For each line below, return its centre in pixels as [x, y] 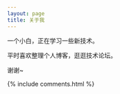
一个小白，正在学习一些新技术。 [53, 40]
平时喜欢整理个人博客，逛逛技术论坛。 [62, 55]
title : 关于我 [26, 20]
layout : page [26, 13]
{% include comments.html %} [51, 84]
